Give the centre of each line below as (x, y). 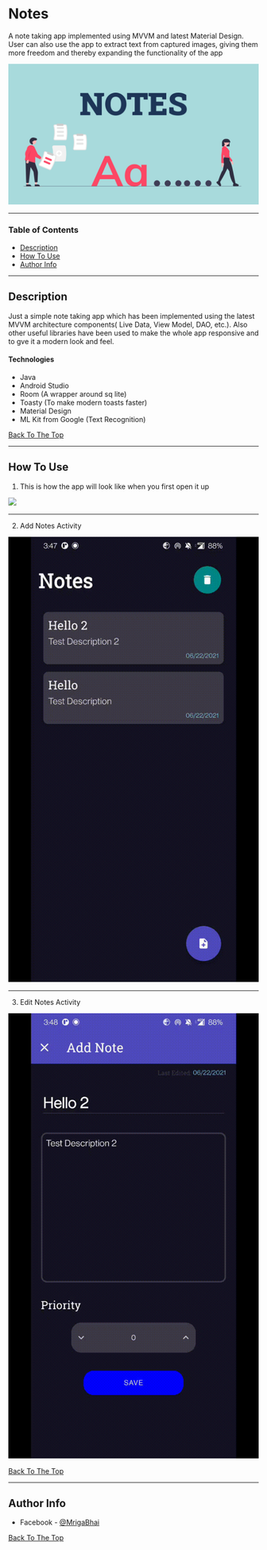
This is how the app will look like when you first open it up (114, 486)
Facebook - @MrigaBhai (60, 1522)
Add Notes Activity (50, 525)
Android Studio (44, 386)
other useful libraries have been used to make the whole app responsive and (133, 333)
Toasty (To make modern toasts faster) (83, 402)
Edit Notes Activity (50, 1002)
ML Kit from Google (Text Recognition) (83, 419)
